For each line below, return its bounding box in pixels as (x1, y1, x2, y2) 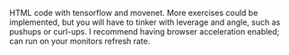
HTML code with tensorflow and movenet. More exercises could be (9, 8, 258, 18)
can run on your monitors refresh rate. (9, 35, 151, 46)
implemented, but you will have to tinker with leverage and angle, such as (9, 17, 281, 27)
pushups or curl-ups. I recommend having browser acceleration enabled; (9, 27, 280, 36)
